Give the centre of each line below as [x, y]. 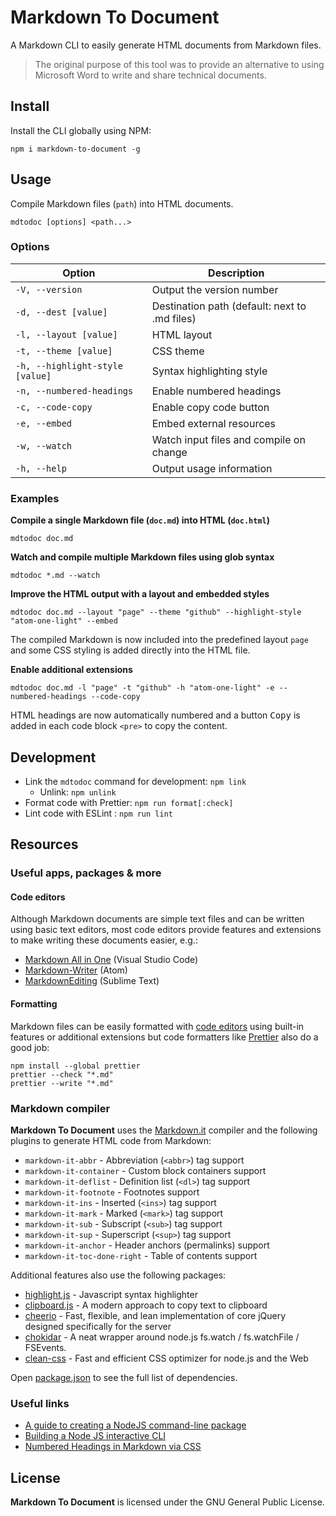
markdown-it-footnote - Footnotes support [112, 1192]
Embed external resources [214, 423]
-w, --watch [44, 445]
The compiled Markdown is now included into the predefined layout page [159, 640]
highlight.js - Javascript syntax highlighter [111, 1294]
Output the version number [215, 289]
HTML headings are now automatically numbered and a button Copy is [155, 715]
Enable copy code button [210, 407]
